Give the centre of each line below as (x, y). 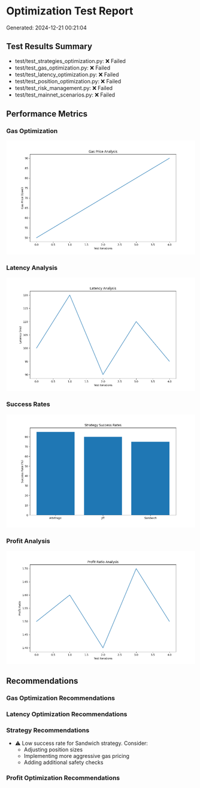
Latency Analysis (32, 267)
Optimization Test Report (70, 11)
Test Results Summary (49, 46)
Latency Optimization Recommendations (67, 714)
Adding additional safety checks (63, 762)
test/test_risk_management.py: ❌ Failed (63, 88)
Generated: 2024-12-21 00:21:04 (46, 28)
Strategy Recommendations (48, 730)
